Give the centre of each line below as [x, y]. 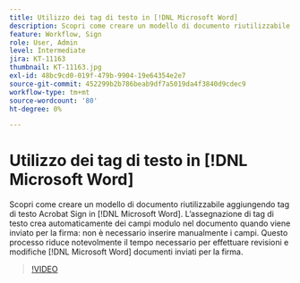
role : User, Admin [43, 42]
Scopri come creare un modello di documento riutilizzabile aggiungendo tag [149, 204]
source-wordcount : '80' [54, 100]
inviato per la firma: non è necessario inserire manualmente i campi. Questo [149, 233]
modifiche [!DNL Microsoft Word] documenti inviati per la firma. [126, 252]
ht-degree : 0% [36, 109]
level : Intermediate [48, 51]
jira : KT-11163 [38, 59]
